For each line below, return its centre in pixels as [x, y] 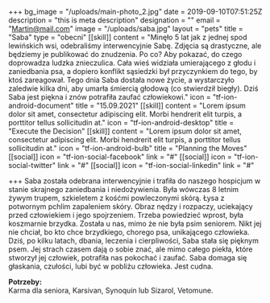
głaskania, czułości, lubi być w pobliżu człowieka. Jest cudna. [111, 266]
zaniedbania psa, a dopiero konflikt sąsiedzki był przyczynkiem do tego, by [133, 71]
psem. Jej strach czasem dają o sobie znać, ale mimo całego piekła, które [131, 249]
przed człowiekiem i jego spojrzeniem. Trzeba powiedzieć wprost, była [126, 215]
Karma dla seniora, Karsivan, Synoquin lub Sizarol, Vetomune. [111, 290]
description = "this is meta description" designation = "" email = [114, 20]
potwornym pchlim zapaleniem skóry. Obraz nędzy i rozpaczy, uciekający [131, 207]
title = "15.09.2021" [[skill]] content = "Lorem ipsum [160, 105]
